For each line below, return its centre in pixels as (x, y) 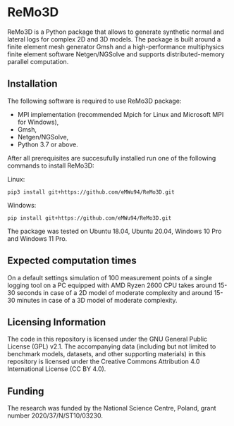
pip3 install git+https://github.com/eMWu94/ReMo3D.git (91, 192)
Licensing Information (57, 322)
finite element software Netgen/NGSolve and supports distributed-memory (116, 54)
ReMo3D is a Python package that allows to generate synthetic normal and (116, 32)
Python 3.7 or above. (48, 144)
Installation (32, 84)
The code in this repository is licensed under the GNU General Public (107, 339)
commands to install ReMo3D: (51, 165)
